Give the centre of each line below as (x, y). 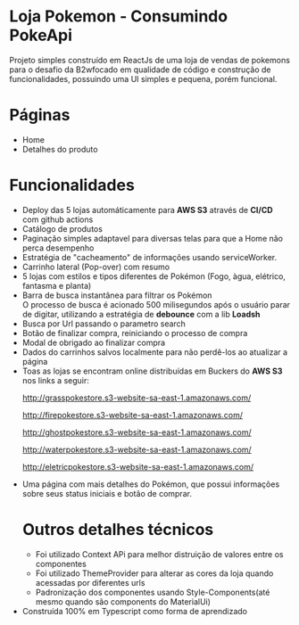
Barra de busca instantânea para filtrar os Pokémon (117, 295)
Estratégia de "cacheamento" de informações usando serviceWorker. (149, 257)
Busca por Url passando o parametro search (104, 324)
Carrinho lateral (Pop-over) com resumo (96, 267)
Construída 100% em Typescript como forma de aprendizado (135, 611)
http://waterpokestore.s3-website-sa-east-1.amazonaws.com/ (137, 449)
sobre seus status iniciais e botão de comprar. (107, 493)
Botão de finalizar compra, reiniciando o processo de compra (135, 333)
